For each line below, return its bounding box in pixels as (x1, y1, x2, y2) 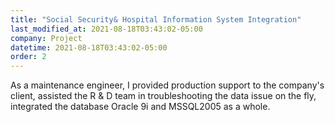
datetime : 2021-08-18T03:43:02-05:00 (10, 42, 168, 53)
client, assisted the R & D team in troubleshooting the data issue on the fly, (10, 90, 317, 102)
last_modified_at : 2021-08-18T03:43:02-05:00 (10, 24, 203, 34)
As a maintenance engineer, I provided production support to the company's (10, 79, 325, 91)
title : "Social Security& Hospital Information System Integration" (10, 14, 302, 25)
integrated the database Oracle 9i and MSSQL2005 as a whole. (10, 101, 271, 113)
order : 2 (10, 52, 47, 62)
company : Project (10, 33, 83, 43)
